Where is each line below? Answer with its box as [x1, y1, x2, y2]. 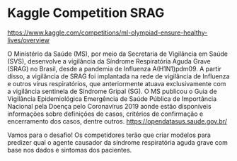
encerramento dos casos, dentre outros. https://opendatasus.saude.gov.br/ [7, 117, 228, 125]
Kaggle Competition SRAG [7, 5, 165, 21]
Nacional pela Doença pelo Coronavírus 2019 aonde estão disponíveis [7, 102, 212, 110]
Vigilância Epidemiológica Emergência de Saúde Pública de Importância [7, 94, 217, 103]
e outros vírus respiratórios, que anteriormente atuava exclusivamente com [7, 79, 226, 88]
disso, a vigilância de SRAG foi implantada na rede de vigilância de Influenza [7, 72, 230, 80]
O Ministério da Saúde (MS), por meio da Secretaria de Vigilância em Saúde [7, 49, 229, 58]
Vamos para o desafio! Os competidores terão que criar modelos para [7, 131, 211, 139]
